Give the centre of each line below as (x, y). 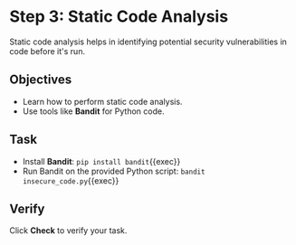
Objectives (41, 80)
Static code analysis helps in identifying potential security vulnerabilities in (148, 42)
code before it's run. (48, 51)
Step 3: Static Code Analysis (119, 17)
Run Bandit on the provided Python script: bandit (114, 171)
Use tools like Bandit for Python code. (93, 111)
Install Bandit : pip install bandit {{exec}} (101, 161)
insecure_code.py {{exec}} (71, 180)
